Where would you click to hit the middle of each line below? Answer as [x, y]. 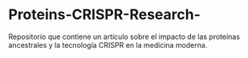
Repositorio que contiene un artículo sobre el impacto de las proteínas [124, 37]
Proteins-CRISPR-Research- [104, 15]
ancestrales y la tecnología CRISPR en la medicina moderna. [108, 44]
